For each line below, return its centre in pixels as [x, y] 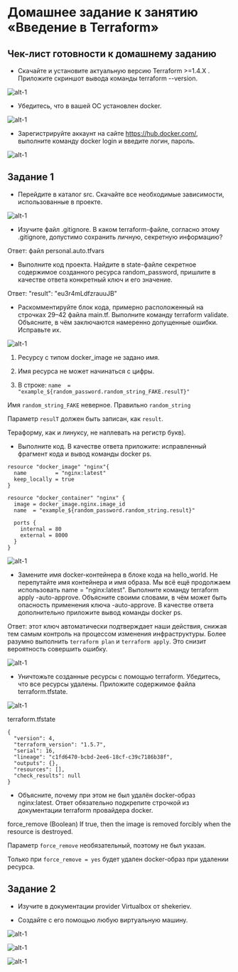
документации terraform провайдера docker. [85, 810]
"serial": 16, [34, 751]
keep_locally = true [44, 479]
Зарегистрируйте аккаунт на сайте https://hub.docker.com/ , [108, 133]
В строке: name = [44, 385]
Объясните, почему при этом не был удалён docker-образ [106, 795]
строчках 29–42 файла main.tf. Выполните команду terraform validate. [123, 314]
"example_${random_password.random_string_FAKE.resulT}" [104, 392]
